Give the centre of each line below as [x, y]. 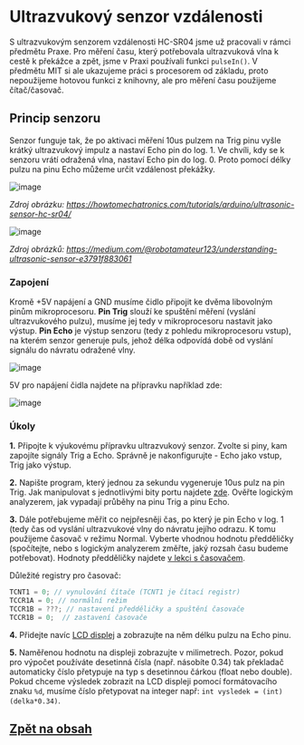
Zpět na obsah [51, 729]
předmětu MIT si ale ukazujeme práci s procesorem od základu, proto [139, 71]
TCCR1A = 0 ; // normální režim [68, 601]
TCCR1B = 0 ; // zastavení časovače [78, 617]
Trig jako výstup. [41, 465]
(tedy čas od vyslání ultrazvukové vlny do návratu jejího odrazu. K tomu [142, 529]
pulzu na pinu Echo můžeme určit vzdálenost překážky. [112, 169]
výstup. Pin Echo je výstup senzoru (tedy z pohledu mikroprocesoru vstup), [150, 331]
